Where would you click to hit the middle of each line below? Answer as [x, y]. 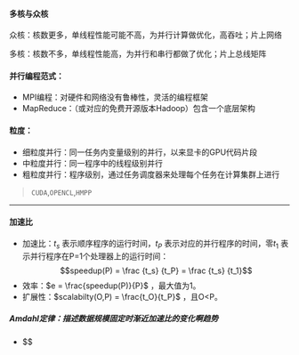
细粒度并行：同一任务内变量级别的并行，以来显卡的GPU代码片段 [140, 152]
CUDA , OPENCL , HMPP [61, 192]
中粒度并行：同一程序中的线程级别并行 [92, 163]
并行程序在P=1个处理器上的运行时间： [99, 256]
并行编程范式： [36, 76]
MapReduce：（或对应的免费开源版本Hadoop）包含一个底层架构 [139, 109]
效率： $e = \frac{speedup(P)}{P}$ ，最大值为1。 [111, 286]
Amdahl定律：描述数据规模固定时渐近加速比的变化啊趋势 [114, 319]
